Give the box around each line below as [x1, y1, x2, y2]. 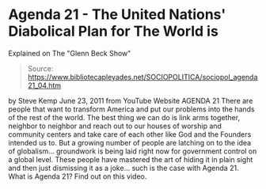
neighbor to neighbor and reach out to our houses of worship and [8, 121, 222, 130]
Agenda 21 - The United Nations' [8, 6, 226, 24]
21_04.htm [27, 81, 62, 90]
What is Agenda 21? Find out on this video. [8, 172, 147, 181]
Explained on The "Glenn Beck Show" [8, 48, 131, 58]
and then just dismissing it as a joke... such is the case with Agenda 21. [8, 163, 239, 172]
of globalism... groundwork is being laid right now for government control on [8, 146, 257, 156]
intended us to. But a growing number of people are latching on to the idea [8, 138, 252, 147]
